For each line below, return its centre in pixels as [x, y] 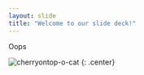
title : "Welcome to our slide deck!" [72, 23]
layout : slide [33, 16]
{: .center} [98, 62]
